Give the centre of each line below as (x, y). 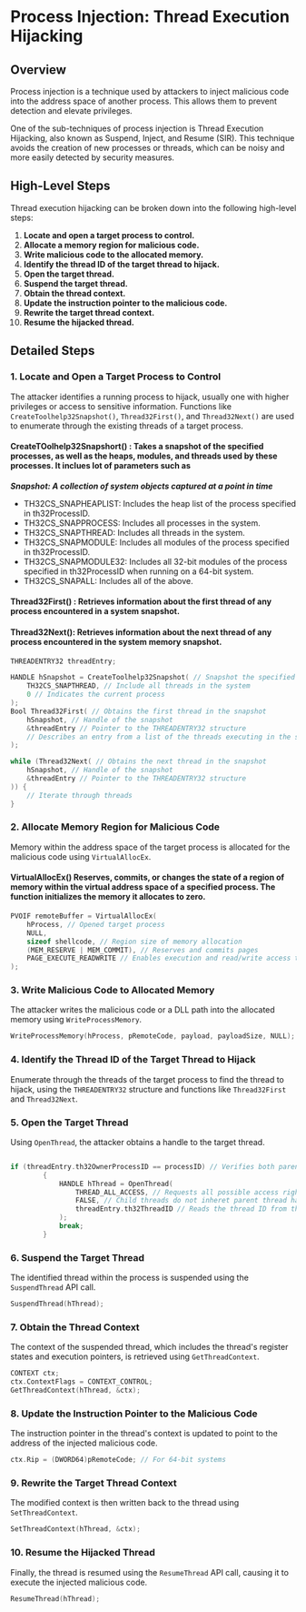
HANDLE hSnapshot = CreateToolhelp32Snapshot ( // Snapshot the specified (153, 678)
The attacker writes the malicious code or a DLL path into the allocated (143, 1010)
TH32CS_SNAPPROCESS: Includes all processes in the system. (142, 523)
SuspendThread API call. (53, 1287)
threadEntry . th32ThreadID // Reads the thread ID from (181, 1209)
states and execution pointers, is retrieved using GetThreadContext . (135, 1356)
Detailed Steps (53, 351)
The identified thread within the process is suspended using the (129, 1278)
